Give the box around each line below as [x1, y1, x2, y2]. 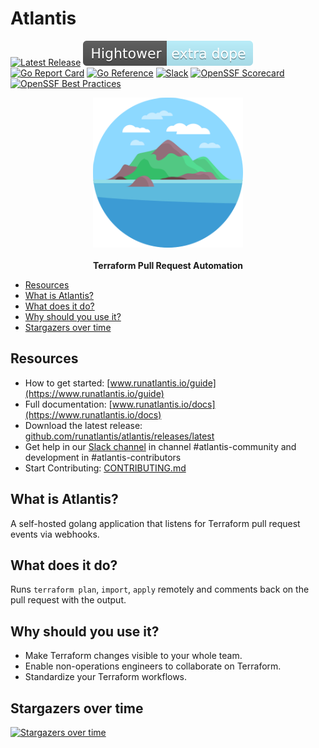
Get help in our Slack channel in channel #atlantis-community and [24, 440, 297, 452]
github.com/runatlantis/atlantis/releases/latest [24, 430, 215, 442]
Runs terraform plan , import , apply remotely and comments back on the [10, 583, 310, 596]
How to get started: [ [24, 377, 111, 389]
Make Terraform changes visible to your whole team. [24, 650, 243, 662]
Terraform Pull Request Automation [93, 259, 243, 271]
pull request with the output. [10, 594, 127, 606]
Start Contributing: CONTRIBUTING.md [24, 462, 187, 474]
